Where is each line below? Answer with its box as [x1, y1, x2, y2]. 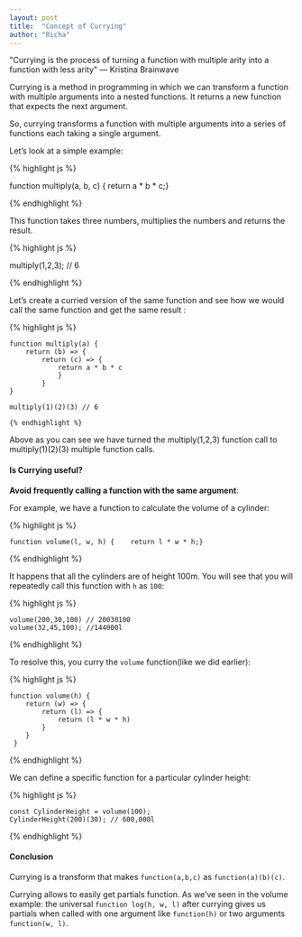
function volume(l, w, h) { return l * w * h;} [9, 537, 204, 546]
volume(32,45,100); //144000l [9, 623, 124, 632]
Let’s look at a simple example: [9, 145, 124, 156]
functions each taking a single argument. [9, 128, 161, 139]
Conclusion [9, 851, 54, 862]
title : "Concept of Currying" [9, 22, 127, 31]
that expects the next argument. [9, 101, 128, 112]
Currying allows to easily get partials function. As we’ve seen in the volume [9, 888, 288, 899]
